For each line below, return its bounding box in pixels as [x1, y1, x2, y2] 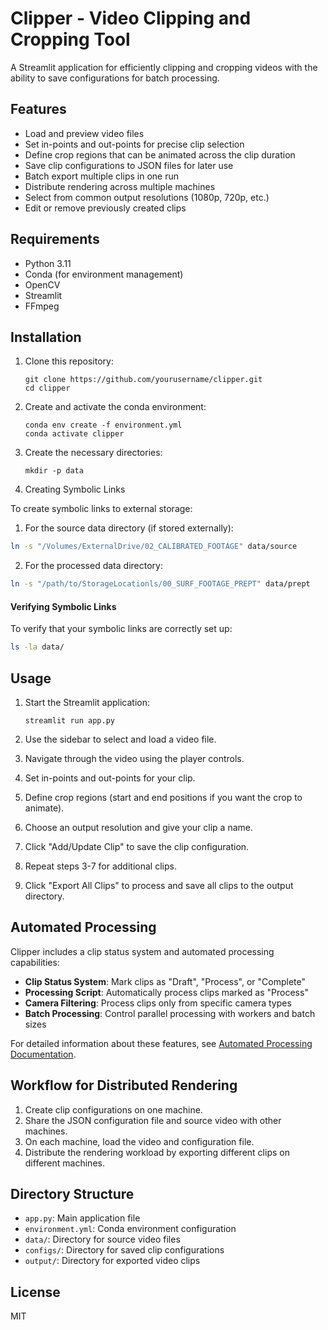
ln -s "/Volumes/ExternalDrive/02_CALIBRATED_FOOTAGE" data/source [10, 542, 298, 552]
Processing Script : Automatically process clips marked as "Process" [24, 986, 309, 998]
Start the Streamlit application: [24, 697, 151, 709]
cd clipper [24, 383, 71, 394]
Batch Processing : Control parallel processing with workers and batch [24, 1007, 316, 1019]
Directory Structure [10, 1186, 135, 1203]
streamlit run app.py [24, 716, 115, 726]
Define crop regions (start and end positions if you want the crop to [24, 792, 303, 804]
